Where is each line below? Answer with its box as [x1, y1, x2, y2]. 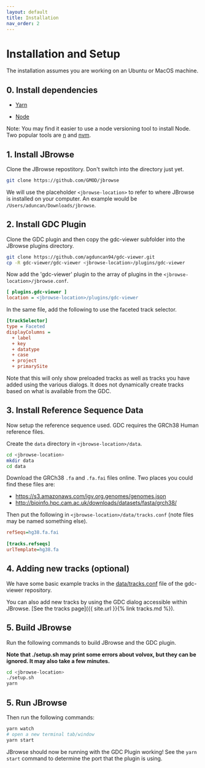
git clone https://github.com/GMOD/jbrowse [6, 177, 120, 183]
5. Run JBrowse [6, 697, 68, 708]
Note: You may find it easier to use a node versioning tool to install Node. [6, 125, 191, 132]
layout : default [6, 9, 48, 15]
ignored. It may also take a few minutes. [6, 657, 110, 664]
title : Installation [6, 15, 60, 21]
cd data [6, 463, 26, 469]
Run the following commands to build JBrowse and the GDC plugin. [6, 639, 177, 646]
